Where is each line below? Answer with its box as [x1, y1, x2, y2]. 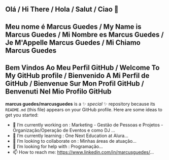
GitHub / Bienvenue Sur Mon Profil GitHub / [5, 79, 145, 88]
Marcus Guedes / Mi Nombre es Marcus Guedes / [5, 30, 164, 39]
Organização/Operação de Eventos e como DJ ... [12, 127, 116, 133]
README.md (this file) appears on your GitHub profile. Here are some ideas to [5, 106, 162, 112]
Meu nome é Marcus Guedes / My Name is [5, 22, 142, 31]
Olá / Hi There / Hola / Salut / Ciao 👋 [5, 5, 119, 14]
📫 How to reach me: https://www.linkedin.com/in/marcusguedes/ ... [12, 149, 154, 155]
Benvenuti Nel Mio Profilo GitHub [5, 87, 112, 96]
